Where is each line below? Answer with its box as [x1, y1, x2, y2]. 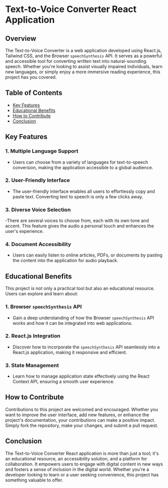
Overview [5, 34, 37, 43]
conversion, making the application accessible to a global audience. [12, 164, 153, 170]
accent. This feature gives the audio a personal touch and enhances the [5, 223, 154, 229]
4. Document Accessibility [5, 241, 71, 248]
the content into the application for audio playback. [12, 258, 119, 264]
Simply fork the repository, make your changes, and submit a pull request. [5, 422, 158, 428]
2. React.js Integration [5, 332, 60, 339]
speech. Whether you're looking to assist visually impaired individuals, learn [5, 64, 162, 69]
